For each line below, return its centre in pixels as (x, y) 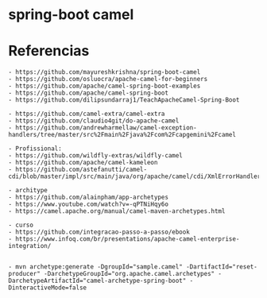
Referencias (49, 51)
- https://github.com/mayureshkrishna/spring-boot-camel (104, 72)
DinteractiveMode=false (48, 288)
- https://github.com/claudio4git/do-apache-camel (94, 121)
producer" (25, 274)
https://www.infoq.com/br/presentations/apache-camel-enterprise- (128, 239)
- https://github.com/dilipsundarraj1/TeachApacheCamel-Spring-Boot (124, 100)
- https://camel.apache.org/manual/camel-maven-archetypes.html (117, 211)
